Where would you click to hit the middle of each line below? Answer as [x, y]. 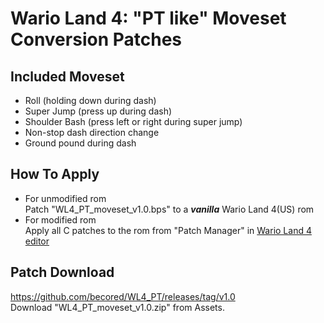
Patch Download [62, 272]
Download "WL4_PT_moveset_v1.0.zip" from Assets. [117, 307]
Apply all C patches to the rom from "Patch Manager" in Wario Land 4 [168, 230]
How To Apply [55, 174]
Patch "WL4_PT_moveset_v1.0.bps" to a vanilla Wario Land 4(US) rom [169, 209]
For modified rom [60, 219]
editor [37, 241]
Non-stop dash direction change [92, 132]
